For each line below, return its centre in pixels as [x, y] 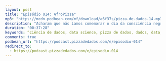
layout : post [19, 10]
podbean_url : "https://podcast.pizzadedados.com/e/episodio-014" [74, 42]
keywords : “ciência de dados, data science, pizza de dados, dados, [77, 32]
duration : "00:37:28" [27, 28]
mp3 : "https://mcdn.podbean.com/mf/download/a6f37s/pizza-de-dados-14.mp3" [85, 19]
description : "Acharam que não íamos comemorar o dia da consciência [78, 23]
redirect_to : [19, 46]
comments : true [21, 37]
